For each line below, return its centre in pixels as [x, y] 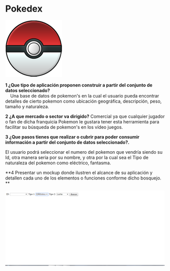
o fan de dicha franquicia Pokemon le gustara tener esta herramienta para [82, 121]
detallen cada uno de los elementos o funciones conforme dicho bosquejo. [83, 178]
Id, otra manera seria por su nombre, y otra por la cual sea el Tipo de [77, 157]
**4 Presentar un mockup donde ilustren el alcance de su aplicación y [79, 172]
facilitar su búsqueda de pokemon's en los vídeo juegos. [64, 127]
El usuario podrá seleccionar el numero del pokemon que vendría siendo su [84, 152]
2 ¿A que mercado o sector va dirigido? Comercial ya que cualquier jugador [85, 116]
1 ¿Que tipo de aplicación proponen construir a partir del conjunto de [79, 85]
